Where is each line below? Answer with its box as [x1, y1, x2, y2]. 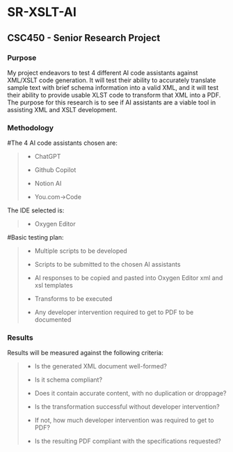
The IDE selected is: [7, 206, 65, 215]
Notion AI [34, 179, 62, 188]
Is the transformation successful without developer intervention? [34, 403, 220, 411]
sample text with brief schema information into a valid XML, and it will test [7, 83, 219, 91]
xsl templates [34, 281, 73, 290]
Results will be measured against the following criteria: [7, 349, 163, 357]
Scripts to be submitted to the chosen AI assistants [34, 260, 181, 269]
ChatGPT [34, 153, 61, 161]
